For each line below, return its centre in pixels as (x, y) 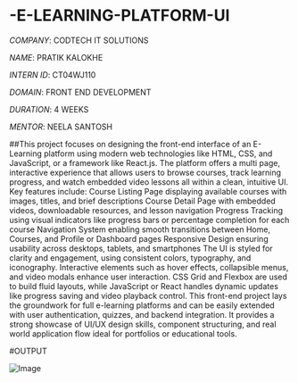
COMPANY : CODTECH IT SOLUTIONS (79, 40)
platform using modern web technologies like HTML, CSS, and (158, 154)
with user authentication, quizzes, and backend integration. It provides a (142, 314)
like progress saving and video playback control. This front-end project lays (148, 295)
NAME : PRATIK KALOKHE (56, 57)
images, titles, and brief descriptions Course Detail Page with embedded (143, 201)
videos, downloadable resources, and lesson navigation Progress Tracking (146, 210)
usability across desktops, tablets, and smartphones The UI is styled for (141, 248)
